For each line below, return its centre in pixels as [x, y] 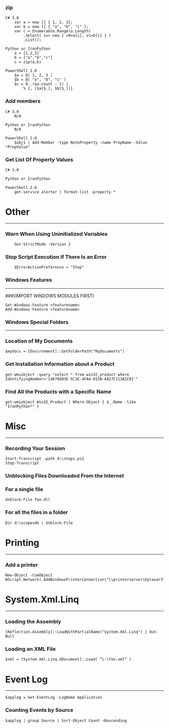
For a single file [24, 489]
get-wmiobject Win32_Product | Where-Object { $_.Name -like [71, 402]
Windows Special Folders [37, 322]
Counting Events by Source [39, 710]
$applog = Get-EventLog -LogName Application [54, 698]
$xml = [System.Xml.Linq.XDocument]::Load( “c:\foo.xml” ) [68, 659]
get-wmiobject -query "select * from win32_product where [67, 374]
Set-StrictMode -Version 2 [43, 244]
